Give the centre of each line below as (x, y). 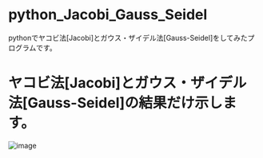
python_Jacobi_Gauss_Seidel (108, 15)
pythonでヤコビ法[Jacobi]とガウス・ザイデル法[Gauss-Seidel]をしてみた (128, 38)
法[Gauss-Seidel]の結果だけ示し (116, 103)
